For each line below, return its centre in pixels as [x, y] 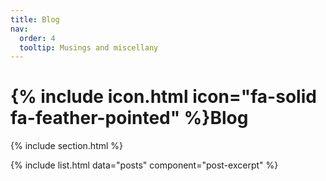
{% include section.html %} [67, 146]
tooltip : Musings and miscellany [89, 47]
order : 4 [37, 38]
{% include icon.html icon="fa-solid [163, 97]
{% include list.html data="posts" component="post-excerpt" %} [144, 165]
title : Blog [35, 19]
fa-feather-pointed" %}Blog [129, 118]
